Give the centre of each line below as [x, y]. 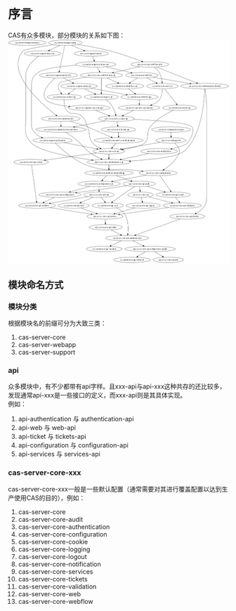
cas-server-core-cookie [53, 541]
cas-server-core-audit [51, 519]
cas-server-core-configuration [63, 534]
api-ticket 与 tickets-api [52, 437]
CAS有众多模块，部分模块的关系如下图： [67, 35]
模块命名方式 [36, 285]
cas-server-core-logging [54, 549]
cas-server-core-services [55, 571]
